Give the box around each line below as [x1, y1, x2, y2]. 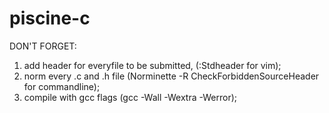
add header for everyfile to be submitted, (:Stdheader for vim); [23, 59, 282, 71]
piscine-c [9, 7, 91, 30]
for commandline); [23, 80, 101, 92]
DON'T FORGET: [9, 40, 77, 52]
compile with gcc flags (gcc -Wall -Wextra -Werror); [23, 91, 238, 103]
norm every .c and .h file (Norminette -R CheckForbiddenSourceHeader [23, 70, 320, 82]
